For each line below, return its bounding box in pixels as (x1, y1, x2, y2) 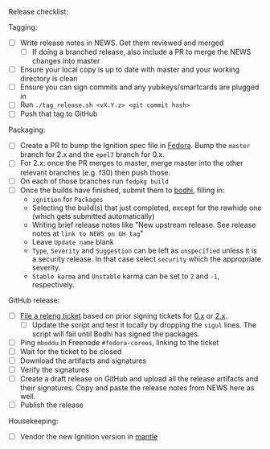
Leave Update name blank (31, 237, 114, 246)
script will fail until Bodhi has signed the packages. (31, 329, 200, 339)
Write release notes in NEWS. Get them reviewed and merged (19, 38, 224, 47)
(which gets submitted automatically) (31, 211, 155, 220)
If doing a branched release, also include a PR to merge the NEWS (31, 47, 252, 57)
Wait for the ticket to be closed (19, 346, 122, 356)
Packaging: (8, 125, 46, 135)
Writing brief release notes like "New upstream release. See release (31, 220, 256, 229)
